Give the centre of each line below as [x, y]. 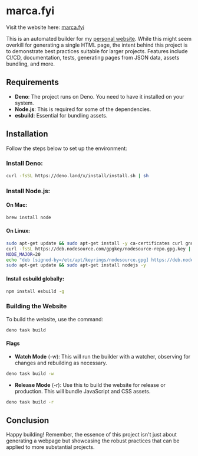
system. [24, 103]
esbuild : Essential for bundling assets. [61, 115]
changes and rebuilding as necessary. [61, 363]
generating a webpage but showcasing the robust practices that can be [93, 441]
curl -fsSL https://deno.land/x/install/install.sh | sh [77, 175]
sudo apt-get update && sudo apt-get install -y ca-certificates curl [95, 243]
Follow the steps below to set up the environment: [67, 148]
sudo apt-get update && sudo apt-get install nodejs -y [76, 265]
